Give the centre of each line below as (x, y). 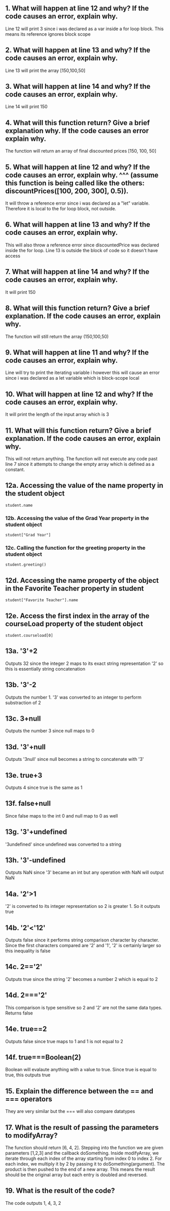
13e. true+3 (24, 775)
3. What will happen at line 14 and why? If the (78, 86)
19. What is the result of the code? (60, 1191)
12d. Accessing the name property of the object (82, 580)
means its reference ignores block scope (48, 34)
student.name (19, 505)
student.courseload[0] (29, 635)
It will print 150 (21, 292)
